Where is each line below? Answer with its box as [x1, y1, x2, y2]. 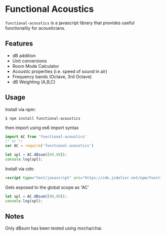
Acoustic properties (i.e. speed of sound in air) [12, 68, 108, 74]
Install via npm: [5, 106, 36, 112]
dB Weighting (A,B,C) [12, 79, 56, 85]
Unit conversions [12, 58, 47, 64]
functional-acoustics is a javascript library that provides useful [5, 20, 135, 26]
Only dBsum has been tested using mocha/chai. [5, 225, 103, 231]
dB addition [12, 52, 36, 58]
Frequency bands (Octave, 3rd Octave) [12, 73, 92, 80]
